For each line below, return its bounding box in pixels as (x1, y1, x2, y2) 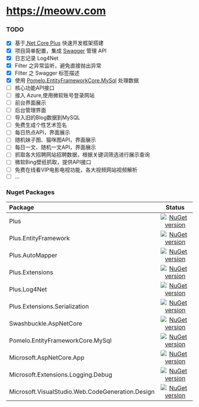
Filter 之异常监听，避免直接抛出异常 (14, 62, 102, 69)
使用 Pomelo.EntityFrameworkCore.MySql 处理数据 (14, 77, 139, 84)
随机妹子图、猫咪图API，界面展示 (14, 136, 97, 144)
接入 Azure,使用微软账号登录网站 (14, 91, 95, 98)
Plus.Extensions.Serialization (9, 302, 89, 310)
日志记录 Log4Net (14, 55, 59, 62)
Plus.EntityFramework (9, 234, 70, 242)
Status (165, 203, 185, 211)
